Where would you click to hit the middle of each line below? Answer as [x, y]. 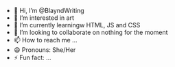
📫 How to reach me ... [45, 40]
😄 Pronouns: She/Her [45, 50]
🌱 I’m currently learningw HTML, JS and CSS [77, 25]
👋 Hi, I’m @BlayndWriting [49, 11]
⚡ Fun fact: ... [32, 57]
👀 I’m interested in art [44, 18]
